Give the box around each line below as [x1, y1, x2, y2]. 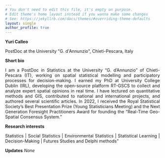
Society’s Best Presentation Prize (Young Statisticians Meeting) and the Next [5, 104, 160, 110]
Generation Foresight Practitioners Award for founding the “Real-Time [5, 109, 148, 115]
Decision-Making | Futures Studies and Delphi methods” [5, 138, 119, 144]
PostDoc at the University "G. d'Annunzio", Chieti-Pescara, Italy [5, 48, 134, 54]
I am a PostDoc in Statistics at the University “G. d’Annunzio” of [5, 67, 144, 73]
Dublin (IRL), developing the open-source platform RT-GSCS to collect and [5, 83, 160, 89]
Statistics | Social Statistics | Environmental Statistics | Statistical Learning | [5, 133, 160, 139]
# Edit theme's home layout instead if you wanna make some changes [5, 12, 148, 17]
